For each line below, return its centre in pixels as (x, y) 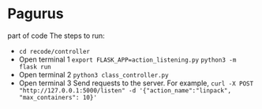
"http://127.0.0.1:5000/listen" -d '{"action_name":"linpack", (125, 90)
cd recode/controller (54, 51)
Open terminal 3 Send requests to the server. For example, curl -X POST (136, 83)
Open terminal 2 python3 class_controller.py (94, 74)
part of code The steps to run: (56, 36)
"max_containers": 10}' (58, 97)
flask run (35, 67)
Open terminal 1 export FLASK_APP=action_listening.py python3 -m (127, 59)
